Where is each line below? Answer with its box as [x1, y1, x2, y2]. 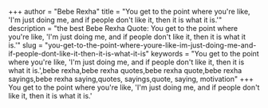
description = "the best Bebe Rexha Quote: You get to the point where [8, 24, 238, 33]
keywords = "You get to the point [150, 49, 259, 58]
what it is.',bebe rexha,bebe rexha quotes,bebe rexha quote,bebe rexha [8, 66, 242, 75]
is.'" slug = [8, 40, 44, 50]
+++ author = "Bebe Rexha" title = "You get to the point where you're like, [8, 7, 250, 16]
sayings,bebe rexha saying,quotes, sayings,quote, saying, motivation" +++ [8, 75, 254, 83]
